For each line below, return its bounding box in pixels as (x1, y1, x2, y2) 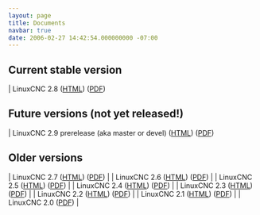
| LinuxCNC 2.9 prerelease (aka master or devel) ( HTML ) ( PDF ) (8, 128, 215, 137)
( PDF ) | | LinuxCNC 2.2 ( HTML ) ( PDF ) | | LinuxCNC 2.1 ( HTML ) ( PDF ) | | (8, 189, 241, 198)
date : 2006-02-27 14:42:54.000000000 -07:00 (8, 33, 158, 42)
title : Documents (8, 19, 66, 27)
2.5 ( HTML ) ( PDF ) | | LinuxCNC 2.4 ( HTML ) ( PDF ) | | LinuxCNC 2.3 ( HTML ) (8, 180, 253, 190)
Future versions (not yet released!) (8, 107, 184, 121)
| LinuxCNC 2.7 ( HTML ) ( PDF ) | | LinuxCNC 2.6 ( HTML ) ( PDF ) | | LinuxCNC (8, 172, 253, 182)
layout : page (8, 11, 52, 20)
